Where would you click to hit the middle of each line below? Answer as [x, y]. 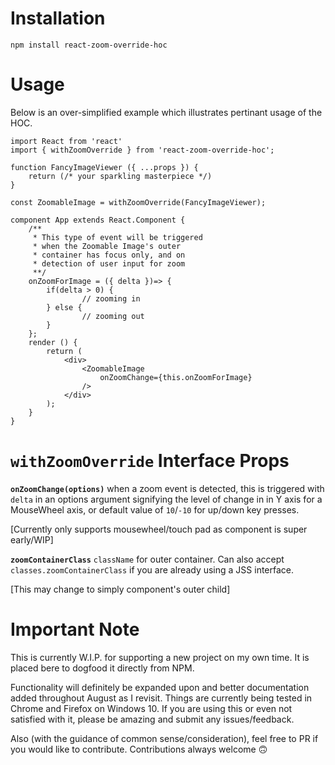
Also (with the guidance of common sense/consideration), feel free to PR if [164, 738]
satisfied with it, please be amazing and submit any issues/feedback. [152, 719]
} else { [64, 307]
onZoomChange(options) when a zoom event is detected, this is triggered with [167, 488]
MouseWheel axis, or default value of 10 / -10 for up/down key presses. [155, 509]
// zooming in [111, 298]
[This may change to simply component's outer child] [120, 589]
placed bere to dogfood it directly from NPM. [102, 668]
